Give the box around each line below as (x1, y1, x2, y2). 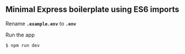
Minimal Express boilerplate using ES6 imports (5, 5, 180, 15)
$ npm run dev (5, 42, 40, 48)
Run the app (5, 31, 35, 38)
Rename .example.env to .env (5, 20, 77, 27)
